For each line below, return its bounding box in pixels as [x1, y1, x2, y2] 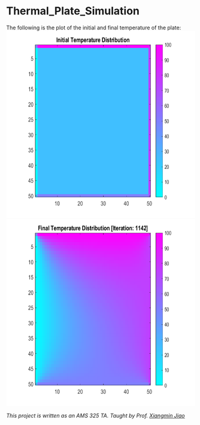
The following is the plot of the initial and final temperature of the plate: [6, 24, 181, 31]
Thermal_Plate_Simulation [6, 4, 140, 18]
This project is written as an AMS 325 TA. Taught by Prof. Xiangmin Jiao [6, 412, 185, 419]
